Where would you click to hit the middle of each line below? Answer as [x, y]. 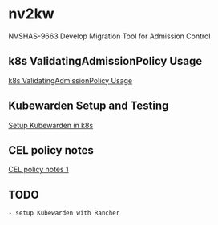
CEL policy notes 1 [39, 170]
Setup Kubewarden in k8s [51, 125]
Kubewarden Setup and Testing [89, 106]
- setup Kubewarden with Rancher [64, 213]
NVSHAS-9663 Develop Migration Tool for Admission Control [109, 36]
